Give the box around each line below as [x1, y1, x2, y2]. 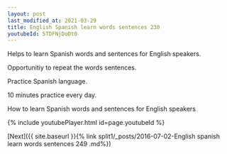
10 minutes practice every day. [7, 91, 97, 99]
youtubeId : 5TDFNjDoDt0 [7, 30, 78, 38]
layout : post [7, 10, 46, 18]
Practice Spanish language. [7, 77, 87, 86]
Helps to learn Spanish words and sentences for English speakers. [7, 50, 201, 58]
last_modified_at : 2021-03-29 [7, 17, 97, 24]
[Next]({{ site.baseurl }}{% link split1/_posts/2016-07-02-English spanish [7, 132, 221, 141]
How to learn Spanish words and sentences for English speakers [7, 104, 196, 114]
